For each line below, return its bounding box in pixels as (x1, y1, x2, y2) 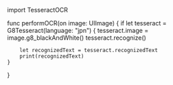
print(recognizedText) (19, 53, 84, 60)
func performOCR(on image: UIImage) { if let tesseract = (7, 19, 167, 27)
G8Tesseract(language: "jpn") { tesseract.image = (7, 27, 149, 34)
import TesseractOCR (7, 6, 69, 14)
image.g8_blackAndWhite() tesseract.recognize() (7, 34, 146, 42)
